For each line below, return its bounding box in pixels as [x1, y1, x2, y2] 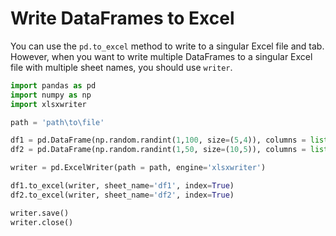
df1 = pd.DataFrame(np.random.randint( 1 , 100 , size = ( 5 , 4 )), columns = [10, 135, 307, 146]
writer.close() [10, 217, 74, 227]
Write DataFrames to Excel [10, 7, 235, 30]
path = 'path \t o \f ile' [10, 117, 105, 127]
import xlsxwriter [10, 99, 87, 109]
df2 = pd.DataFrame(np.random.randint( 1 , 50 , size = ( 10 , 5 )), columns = [10, 145, 307, 155]
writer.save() [10, 208, 70, 218]
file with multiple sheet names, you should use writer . [10, 61, 233, 73]
